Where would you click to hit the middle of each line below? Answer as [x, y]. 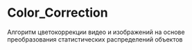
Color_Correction [58, 13]
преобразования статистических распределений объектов [95, 39]
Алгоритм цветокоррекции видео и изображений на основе [96, 32]
